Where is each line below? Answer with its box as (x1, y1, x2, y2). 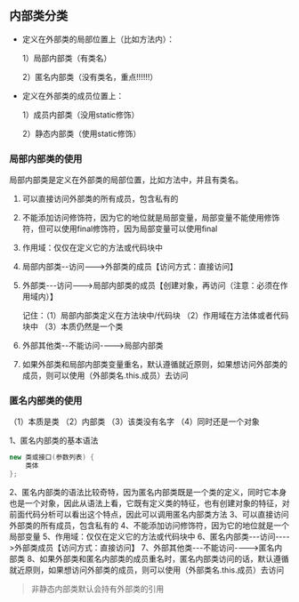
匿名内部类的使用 (9, 395, 83, 407)
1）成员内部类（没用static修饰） (21, 109, 140, 120)
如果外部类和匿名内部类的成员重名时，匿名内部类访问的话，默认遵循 (39, 554, 289, 565)
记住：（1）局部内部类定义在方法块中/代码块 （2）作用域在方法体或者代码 (21, 310, 289, 321)
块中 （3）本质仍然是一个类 (21, 321, 124, 332)
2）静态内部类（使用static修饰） (21, 128, 141, 139)
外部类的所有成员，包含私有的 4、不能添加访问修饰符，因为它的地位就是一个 (9, 520, 289, 531)
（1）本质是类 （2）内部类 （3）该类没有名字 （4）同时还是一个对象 (9, 416, 260, 427)
